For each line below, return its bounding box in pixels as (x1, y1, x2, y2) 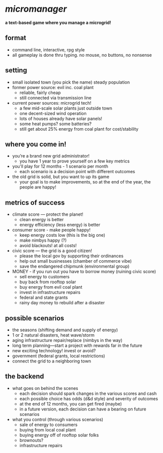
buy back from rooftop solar (19, 279, 76, 285)
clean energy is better (19, 217, 64, 223)
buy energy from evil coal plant (19, 284, 82, 290)
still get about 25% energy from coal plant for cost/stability (19, 126, 139, 132)
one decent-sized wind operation (19, 110, 87, 116)
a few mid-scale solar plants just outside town (19, 105, 113, 111)
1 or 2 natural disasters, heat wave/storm (12, 332, 94, 338)
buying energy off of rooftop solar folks (19, 432, 99, 438)
